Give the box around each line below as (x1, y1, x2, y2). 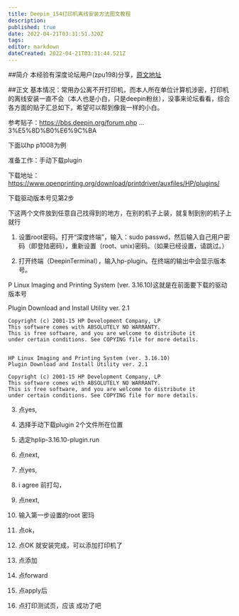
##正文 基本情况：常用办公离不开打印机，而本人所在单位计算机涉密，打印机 (8, 85, 229, 94)
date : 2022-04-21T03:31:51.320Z (8, 30, 104, 38)
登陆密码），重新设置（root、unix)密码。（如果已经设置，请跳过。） (37, 241, 228, 250)
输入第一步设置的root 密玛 (18, 510, 95, 519)
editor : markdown (8, 43, 60, 50)
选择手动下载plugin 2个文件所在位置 (18, 420, 123, 429)
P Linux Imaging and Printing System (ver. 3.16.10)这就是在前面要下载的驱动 (8, 280, 228, 289)
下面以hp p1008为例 (8, 141, 67, 149)
